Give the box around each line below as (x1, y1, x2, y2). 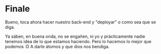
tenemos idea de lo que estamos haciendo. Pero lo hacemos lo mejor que (5, 38, 151, 44)
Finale (5, 3, 30, 14)
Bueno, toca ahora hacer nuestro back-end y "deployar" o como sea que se (5, 19, 156, 25)
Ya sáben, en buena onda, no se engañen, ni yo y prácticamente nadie (5, 33, 146, 39)
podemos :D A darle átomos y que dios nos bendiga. (5, 43, 110, 49)
